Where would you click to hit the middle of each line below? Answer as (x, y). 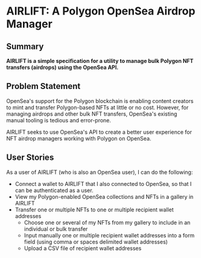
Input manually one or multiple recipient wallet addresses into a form (109, 235)
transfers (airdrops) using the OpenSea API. (62, 67)
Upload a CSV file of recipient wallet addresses (83, 248)
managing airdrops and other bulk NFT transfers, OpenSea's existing (92, 114)
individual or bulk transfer (56, 229)
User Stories (30, 158)
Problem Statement (43, 86)
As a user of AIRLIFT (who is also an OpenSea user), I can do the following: (100, 172)
